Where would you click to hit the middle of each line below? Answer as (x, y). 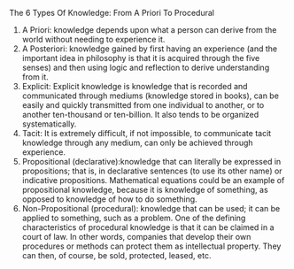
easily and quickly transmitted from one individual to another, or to (143, 105)
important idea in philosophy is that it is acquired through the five (141, 58)
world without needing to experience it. (93, 39)
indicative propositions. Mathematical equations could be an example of (153, 180)
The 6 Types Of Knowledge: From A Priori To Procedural (112, 13)
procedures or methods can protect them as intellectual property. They (151, 246)
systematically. (49, 124)
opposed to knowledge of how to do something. (109, 199)
